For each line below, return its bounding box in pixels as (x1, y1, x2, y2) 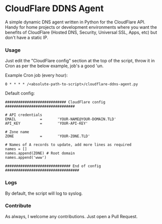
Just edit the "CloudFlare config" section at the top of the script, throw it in (5, 58, 155, 64)
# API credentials (5, 112, 42, 117)
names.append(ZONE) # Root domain (5, 151, 75, 156)
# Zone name (5, 130, 29, 134)
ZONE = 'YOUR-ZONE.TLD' (5, 134, 90, 139)
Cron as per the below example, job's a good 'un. (5, 63, 104, 69)
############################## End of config (5, 164, 101, 168)
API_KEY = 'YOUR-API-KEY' (5, 121, 89, 126)
